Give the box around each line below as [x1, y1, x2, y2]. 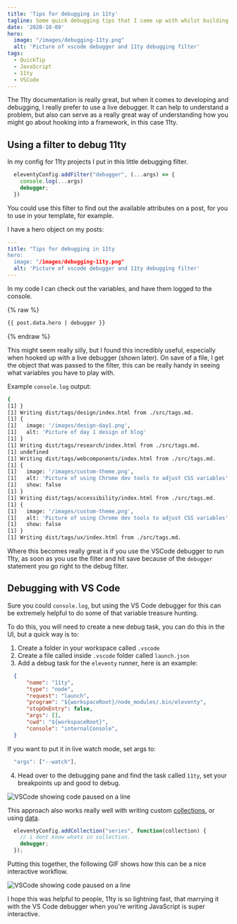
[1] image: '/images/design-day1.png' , [7, 422, 131, 429]
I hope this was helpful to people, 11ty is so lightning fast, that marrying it [7, 895, 219, 903]
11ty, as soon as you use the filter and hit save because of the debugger [7, 554, 213, 563]
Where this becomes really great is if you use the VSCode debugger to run [7, 547, 224, 556]
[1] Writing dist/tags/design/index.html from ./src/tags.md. [7, 409, 194, 416]
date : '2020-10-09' [7, 23, 65, 30]
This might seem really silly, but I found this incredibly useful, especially [7, 346, 217, 354]
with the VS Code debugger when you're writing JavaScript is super [7, 902, 205, 911]
